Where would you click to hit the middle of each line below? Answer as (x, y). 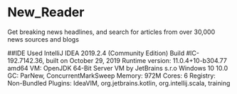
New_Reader (46, 12)
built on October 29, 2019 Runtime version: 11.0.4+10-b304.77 (137, 60)
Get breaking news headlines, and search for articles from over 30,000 (111, 32)
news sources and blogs (43, 39)
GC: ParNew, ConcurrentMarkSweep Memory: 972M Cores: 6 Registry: (111, 76)
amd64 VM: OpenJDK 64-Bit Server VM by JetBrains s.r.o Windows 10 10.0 (118, 68)
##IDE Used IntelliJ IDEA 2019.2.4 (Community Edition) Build (96, 53)
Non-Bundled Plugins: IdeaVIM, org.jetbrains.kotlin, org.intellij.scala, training (119, 83)
